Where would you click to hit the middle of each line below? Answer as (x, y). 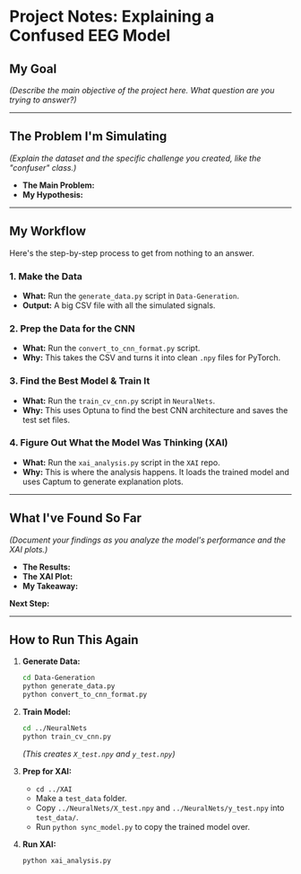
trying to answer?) (43, 100)
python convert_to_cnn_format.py (85, 695)
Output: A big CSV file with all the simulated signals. (119, 305)
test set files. (46, 419)
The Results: (46, 567)
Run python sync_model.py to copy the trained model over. (143, 826)
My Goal (33, 69)
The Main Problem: (58, 185)
